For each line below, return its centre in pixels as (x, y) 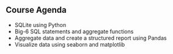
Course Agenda (36, 10)
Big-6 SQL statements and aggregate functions (74, 31)
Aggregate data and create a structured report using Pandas (90, 38)
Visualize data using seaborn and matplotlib (70, 44)
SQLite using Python (40, 25)
